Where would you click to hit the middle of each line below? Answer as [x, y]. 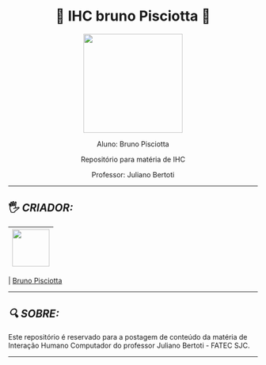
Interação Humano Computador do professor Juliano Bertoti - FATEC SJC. [129, 345]
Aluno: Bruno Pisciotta [133, 144]
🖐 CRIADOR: [41, 208]
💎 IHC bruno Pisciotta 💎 [133, 16]
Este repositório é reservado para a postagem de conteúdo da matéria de [128, 336]
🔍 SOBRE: [34, 314]
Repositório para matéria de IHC [133, 159]
